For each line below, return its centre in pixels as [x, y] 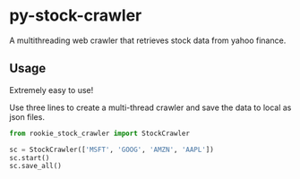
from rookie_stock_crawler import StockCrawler [100, 133]
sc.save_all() [36, 166]
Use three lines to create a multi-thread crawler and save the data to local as [150, 107]
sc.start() [30, 158]
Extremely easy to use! [51, 89]
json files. [27, 116]
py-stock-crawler [76, 16]
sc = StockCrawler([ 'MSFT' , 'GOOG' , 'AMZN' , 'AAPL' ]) [112, 149]
